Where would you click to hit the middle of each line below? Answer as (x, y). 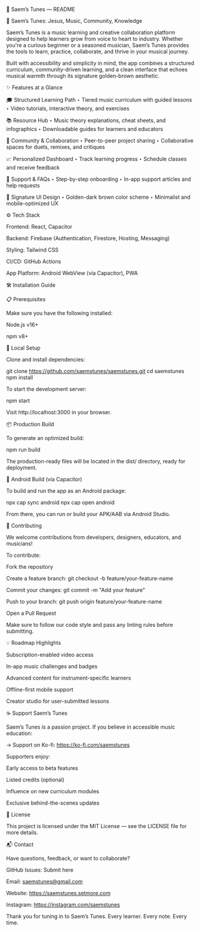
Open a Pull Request (31, 613)
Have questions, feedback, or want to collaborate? (68, 858)
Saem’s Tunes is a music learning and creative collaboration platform (91, 32)
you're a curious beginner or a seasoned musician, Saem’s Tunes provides (98, 45)
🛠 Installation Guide (31, 285)
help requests (23, 185)
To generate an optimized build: (45, 438)
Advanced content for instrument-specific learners (69, 678)
